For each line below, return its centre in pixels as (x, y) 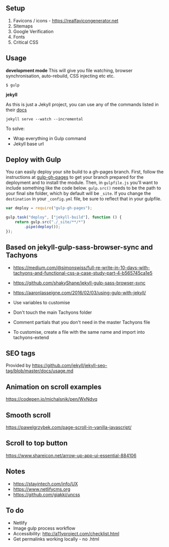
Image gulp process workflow (44, 528)
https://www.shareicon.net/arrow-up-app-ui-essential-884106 (71, 455)
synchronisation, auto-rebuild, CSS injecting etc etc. (60, 76)
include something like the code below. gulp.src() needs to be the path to (83, 188)
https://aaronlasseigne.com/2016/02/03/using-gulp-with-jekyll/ (79, 293)
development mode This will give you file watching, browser (69, 70)
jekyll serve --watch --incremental (44, 119)
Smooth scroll (28, 415)
